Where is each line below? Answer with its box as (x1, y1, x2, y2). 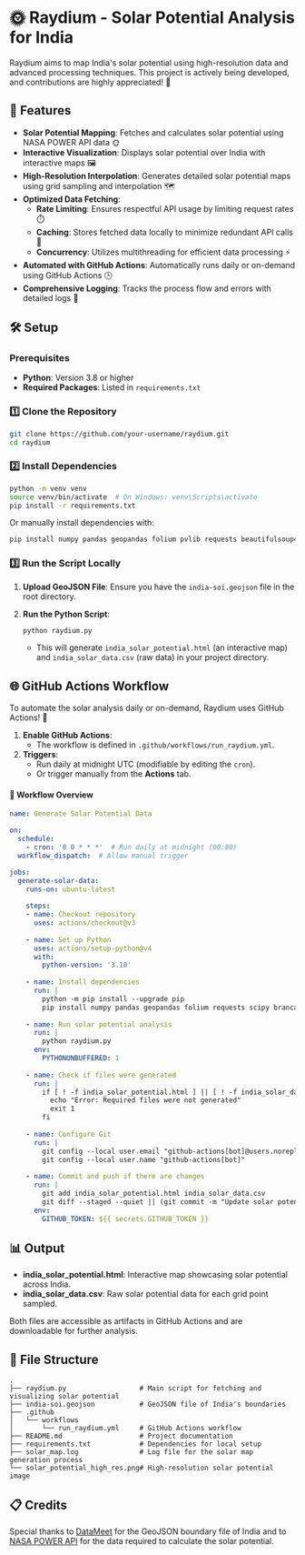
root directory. (22, 590, 76, 602)
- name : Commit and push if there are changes (25, 1172, 205, 1181)
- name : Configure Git (25, 1129, 112, 1139)
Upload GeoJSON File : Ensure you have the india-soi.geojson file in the (22, 581, 295, 592)
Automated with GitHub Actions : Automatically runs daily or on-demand (22, 259, 296, 270)
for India (9, 27, 74, 48)
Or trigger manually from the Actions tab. (35, 768, 192, 779)
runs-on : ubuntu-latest (25, 885, 116, 894)
